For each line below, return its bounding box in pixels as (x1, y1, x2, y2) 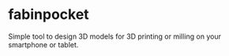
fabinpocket (8, 6, 89, 24)
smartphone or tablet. (8, 39, 79, 49)
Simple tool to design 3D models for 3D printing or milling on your (8, 32, 221, 41)
